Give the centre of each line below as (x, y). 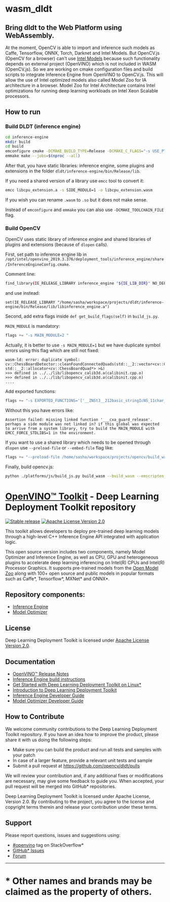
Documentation (30, 662)
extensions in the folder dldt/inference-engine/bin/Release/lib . (73, 171)
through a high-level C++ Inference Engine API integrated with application (82, 536)
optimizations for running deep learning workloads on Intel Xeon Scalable (82, 91)
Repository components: (45, 594)
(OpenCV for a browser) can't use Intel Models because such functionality (83, 58)
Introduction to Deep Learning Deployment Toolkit (65, 690)
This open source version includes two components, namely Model (75, 551)
